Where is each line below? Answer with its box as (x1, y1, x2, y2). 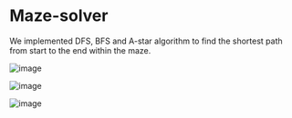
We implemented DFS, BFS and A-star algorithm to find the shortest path (9, 35, 283, 46)
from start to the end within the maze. (9, 44, 151, 55)
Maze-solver (9, 5, 109, 26)
